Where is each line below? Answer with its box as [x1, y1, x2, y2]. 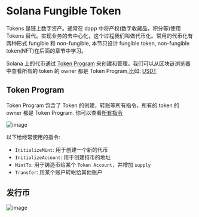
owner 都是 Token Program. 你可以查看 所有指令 [6, 109, 123, 116]
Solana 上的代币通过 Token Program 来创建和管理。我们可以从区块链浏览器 [6, 60, 191, 67]
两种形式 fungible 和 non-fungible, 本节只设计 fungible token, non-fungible [6, 39, 190, 47]
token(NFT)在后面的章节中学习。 [6, 47, 87, 54]
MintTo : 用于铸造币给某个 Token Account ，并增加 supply [14, 161, 151, 168]
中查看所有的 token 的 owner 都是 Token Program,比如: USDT [6, 67, 157, 74]
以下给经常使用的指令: [6, 133, 61, 140]
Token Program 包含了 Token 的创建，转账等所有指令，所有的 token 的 [6, 102, 179, 109]
